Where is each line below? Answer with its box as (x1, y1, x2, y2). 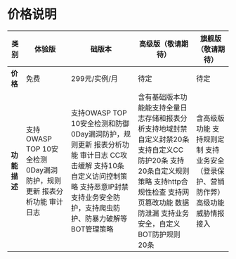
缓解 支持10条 (78, 160, 125, 170)
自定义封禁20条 (138, 134, 190, 144)
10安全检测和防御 (71, 118, 130, 128)
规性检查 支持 (138, 187, 183, 197)
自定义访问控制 (71, 171, 121, 181)
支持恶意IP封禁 (79, 182, 129, 191)
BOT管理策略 (71, 224, 114, 234)
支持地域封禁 (145, 124, 188, 134)
